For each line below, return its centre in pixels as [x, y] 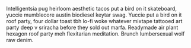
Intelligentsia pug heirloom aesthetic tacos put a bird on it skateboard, [91, 9]
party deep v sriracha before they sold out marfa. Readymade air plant [92, 27]
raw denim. [20, 40]
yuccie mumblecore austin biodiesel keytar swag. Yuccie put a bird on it [94, 15]
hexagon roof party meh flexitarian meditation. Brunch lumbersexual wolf [95, 34]
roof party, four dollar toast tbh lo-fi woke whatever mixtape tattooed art [94, 21]
